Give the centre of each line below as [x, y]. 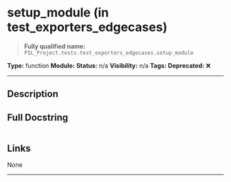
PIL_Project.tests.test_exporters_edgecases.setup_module [109, 53]
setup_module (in [58, 13]
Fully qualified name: [55, 46]
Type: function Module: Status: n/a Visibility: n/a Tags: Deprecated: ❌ [109, 65]
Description [33, 94]
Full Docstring [38, 117]
